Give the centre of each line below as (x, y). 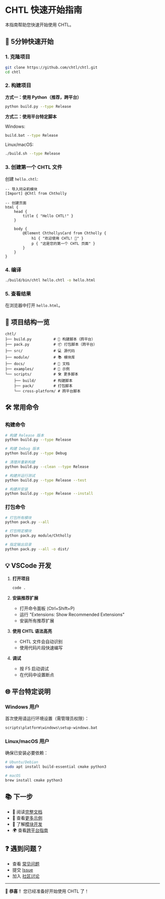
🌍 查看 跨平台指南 (30, 830)
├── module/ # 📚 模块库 (40, 357)
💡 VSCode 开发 (28, 566)
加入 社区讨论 (26, 876)
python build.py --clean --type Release (47, 467)
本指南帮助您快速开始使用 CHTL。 (40, 25)
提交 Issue (23, 870)
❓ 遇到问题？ (24, 849)
